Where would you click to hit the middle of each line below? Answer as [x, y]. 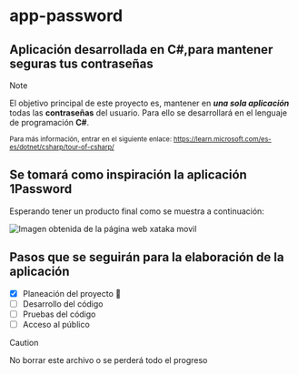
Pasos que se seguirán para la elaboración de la [147, 257]
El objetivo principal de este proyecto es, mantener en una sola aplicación [149, 103]
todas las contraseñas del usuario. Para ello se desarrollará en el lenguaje [149, 113]
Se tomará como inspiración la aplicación [128, 175]
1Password [41, 189]
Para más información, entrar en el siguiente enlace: [91, 139]
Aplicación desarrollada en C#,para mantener [141, 50]
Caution [24, 342]
